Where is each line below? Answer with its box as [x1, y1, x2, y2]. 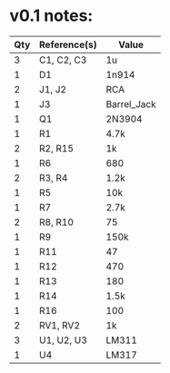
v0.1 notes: [9, 5, 94, 26]
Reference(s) [39, 38, 97, 51]
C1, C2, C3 [39, 54, 87, 66]
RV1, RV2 [39, 319, 80, 331]
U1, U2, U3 [39, 333, 88, 346]
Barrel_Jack [105, 97, 156, 110]
